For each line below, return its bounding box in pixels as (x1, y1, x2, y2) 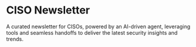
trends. (6, 35, 24, 42)
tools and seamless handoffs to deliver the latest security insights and (6, 29, 178, 36)
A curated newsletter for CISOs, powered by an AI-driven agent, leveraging (6, 23, 191, 30)
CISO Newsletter (6, 4, 91, 17)
